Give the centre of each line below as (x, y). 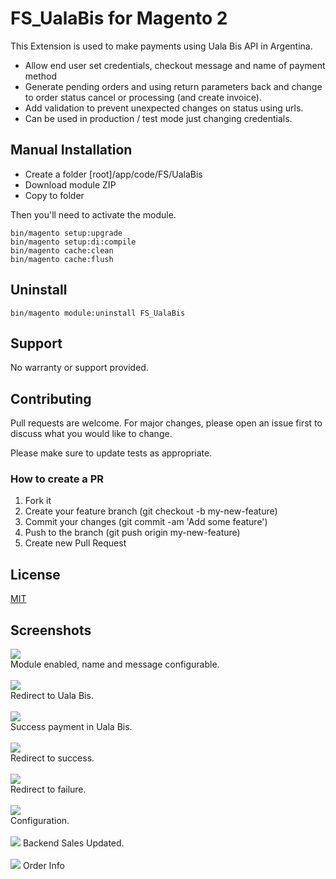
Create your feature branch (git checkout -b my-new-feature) (151, 511)
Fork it (38, 501)
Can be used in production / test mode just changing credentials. (158, 118)
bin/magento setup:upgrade (66, 233)
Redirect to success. (52, 758)
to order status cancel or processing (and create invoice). (143, 97)
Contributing (51, 398)
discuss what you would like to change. (91, 434)
